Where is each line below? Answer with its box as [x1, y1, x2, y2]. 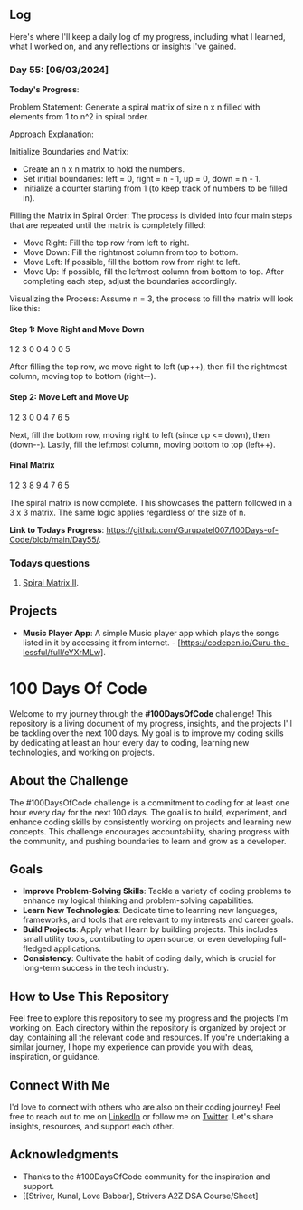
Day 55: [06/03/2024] [9, 63, 109, 76]
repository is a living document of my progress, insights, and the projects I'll [9, 718, 292, 729]
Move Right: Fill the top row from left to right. [22, 237, 190, 248]
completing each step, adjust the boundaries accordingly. [22, 276, 238, 287]
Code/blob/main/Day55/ [9, 534, 99, 545]
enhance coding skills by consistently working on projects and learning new [9, 816, 292, 827]
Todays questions [9, 557, 90, 569]
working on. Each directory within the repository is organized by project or [9, 1023, 287, 1034]
